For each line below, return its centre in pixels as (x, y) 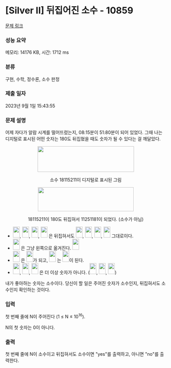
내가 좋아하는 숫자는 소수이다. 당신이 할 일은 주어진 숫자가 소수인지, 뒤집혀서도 (83, 283)
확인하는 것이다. (34, 290)
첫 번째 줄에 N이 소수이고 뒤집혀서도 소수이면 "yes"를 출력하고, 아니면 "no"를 (82, 354)
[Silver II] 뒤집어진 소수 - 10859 (69, 11)
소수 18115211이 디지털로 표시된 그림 (86, 180)
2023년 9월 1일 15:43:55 (30, 106)
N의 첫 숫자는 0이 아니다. (30, 328)
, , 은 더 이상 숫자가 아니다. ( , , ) (68, 273)
